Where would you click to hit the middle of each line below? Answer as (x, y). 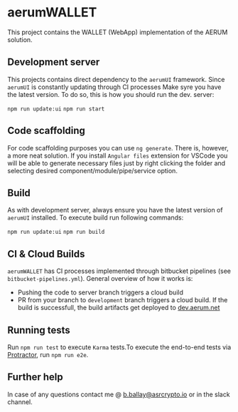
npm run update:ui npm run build (56, 232)
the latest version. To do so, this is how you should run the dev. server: (111, 94)
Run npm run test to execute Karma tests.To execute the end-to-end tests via (119, 347)
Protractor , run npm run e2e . (48, 355)
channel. (20, 402)
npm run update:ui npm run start (56, 109)
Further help (36, 377)
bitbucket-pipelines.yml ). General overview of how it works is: (100, 279)
